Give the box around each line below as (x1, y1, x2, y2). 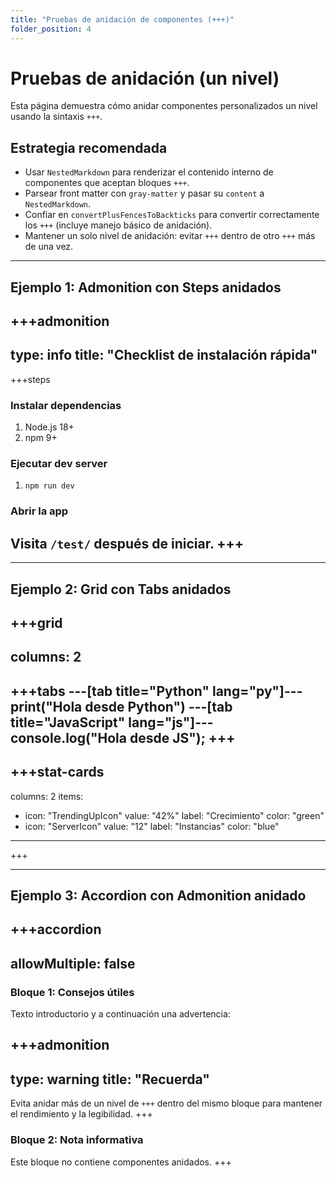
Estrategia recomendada (10, 139, 168, 156)
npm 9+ (24, 432, 58, 444)
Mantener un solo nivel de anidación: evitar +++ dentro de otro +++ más (24, 230, 316, 242)
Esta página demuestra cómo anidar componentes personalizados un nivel (10, 100, 318, 112)
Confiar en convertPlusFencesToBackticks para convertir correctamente (24, 209, 320, 221)
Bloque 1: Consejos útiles (10, 985, 135, 999)
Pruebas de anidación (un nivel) (10, 67, 280, 90)
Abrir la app (10, 504, 69, 518)
